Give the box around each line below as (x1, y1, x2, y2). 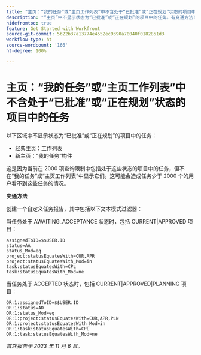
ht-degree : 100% (6, 48, 47, 54)
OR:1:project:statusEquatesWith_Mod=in (6, 320, 106, 327)
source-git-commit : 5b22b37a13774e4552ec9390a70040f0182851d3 (6, 31, 165, 37)
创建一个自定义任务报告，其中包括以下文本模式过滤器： (6, 205, 142, 212)
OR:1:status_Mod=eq (6, 310, 55, 316)
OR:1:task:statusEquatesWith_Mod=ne (6, 331, 98, 337)
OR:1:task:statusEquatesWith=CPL (6, 326, 90, 332)
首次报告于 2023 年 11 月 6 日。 (6, 342, 83, 350)
